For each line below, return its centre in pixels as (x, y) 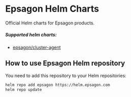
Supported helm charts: (31, 35)
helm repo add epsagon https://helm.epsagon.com (58, 85)
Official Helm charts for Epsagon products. (50, 23)
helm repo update (24, 89)
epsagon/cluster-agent (37, 47)
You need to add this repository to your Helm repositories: (66, 75)
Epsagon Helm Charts (52, 9)
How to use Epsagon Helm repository (65, 63)
